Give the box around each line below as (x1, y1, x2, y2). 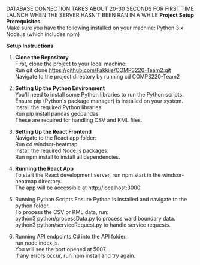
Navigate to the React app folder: (14, 134, 97, 141)
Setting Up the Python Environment (14, 85, 105, 92)
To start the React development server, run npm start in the (14, 171, 161, 179)
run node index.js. (14, 239, 60, 246)
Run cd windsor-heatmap (14, 141, 78, 147)
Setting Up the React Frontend (14, 128, 92, 135)
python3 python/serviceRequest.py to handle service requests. (14, 221, 171, 228)
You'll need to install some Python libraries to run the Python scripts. (14, 91, 184, 98)
